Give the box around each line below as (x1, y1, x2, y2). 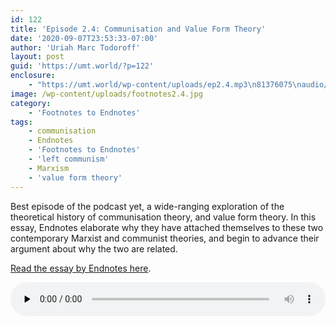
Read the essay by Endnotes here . (10, 262, 152, 274)
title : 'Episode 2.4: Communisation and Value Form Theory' (10, 24, 267, 34)
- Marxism (28, 163, 70, 173)
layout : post (10, 52, 65, 62)
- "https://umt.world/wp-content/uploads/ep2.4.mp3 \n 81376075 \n (28, 80, 302, 90)
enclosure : (10, 71, 56, 81)
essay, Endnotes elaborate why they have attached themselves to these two (10, 221, 324, 233)
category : (10, 98, 52, 108)
